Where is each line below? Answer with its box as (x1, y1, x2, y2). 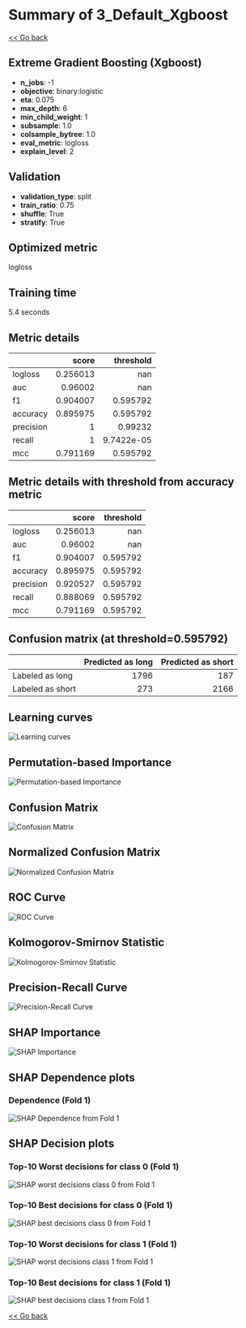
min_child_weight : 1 (19, 112, 88, 122)
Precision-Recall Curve (8, 980, 128, 994)
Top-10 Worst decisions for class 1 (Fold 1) (8, 1238, 178, 1249)
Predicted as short (160, 656, 234, 667)
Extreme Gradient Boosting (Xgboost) (8, 56, 202, 70)
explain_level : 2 (19, 146, 74, 156)
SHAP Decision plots (8, 1137, 115, 1150)
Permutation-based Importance (8, 756, 172, 769)
